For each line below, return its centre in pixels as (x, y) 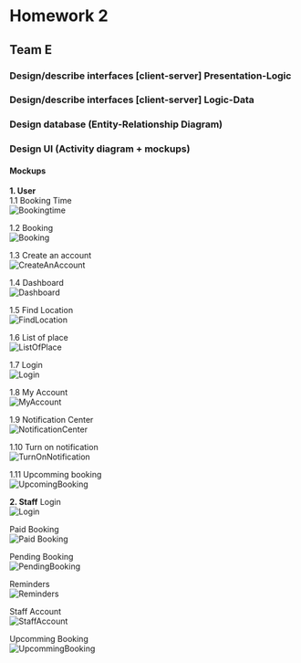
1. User (23, 191)
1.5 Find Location (42, 310)
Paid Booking (34, 530)
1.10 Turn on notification (54, 447)
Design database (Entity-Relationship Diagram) (116, 124)
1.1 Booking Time (41, 201)
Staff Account (36, 612)
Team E (31, 50)
